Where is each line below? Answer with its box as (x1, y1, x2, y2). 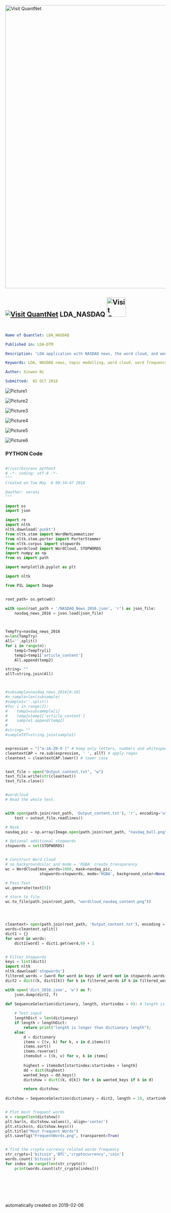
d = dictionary (23, 1034, 56, 1039)
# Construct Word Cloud (5, 857, 56, 862)
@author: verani (5, 489, 40, 494)
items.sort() (23, 1044, 51, 1049)
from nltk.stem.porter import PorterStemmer (5, 536, 101, 541)
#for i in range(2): (5, 704, 49, 709)
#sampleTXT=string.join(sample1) (5, 732, 76, 737)
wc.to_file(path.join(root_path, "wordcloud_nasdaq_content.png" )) (5, 899, 152, 904)
